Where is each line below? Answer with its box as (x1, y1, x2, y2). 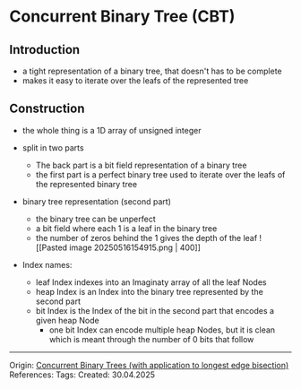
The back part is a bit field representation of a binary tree (35, 160, 247, 170)
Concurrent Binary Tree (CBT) (9, 6, 236, 27)
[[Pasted (35, 242, 68, 253)
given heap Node (35, 315, 100, 325)
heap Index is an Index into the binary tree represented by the (35, 286, 264, 297)
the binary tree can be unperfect (35, 213, 156, 224)
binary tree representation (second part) (21, 195, 172, 207)
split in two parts (21, 142, 84, 153)
